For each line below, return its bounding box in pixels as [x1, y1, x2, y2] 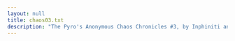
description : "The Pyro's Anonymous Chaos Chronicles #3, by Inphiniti [7, 23, 220, 30]
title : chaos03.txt [7, 17, 64, 24]
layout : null [7, 10, 45, 17]
